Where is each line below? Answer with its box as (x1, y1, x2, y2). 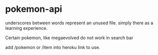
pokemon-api (5, 3, 62, 15)
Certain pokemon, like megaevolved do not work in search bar (5, 35, 133, 41)
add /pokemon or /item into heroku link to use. (5, 44, 100, 50)
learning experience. (5, 25, 48, 31)
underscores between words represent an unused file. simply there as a (5, 20, 153, 26)
